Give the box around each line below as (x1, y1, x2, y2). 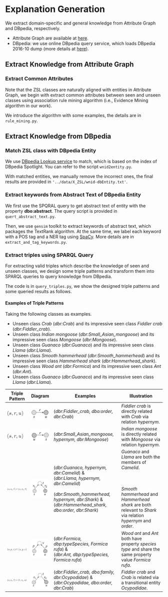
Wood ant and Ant (121, 530, 158, 536)
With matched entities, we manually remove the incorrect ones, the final (5, 174, 153, 180)
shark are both (121, 502, 151, 508)
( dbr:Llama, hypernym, (53, 475, 101, 481)
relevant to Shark (121, 507, 156, 513)
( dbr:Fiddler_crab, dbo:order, (53, 408, 113, 414)
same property (121, 551, 151, 557)
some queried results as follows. (5, 288, 72, 294)
